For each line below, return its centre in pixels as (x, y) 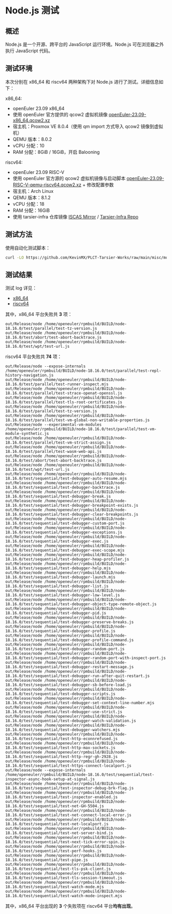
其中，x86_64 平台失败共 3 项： (39, 314)
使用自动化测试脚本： (28, 248)
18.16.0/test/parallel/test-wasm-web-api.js (53, 452)
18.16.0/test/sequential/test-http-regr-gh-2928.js (61, 757)
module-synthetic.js (27, 434)
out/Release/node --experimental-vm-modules (53, 425)
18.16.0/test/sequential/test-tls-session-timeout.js (64, 878)
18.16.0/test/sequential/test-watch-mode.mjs (55, 887)
